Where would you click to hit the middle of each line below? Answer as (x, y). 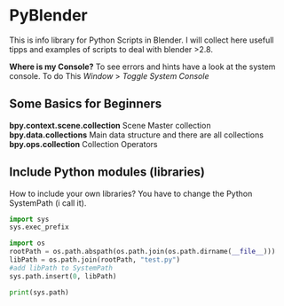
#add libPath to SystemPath (61, 268)
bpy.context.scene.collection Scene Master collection (110, 125)
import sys (29, 219)
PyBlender (49, 16)
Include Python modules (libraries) (107, 173)
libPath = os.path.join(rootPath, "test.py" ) (95, 260)
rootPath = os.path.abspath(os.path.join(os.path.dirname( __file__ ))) (142, 252)
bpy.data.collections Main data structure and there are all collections (137, 135)
